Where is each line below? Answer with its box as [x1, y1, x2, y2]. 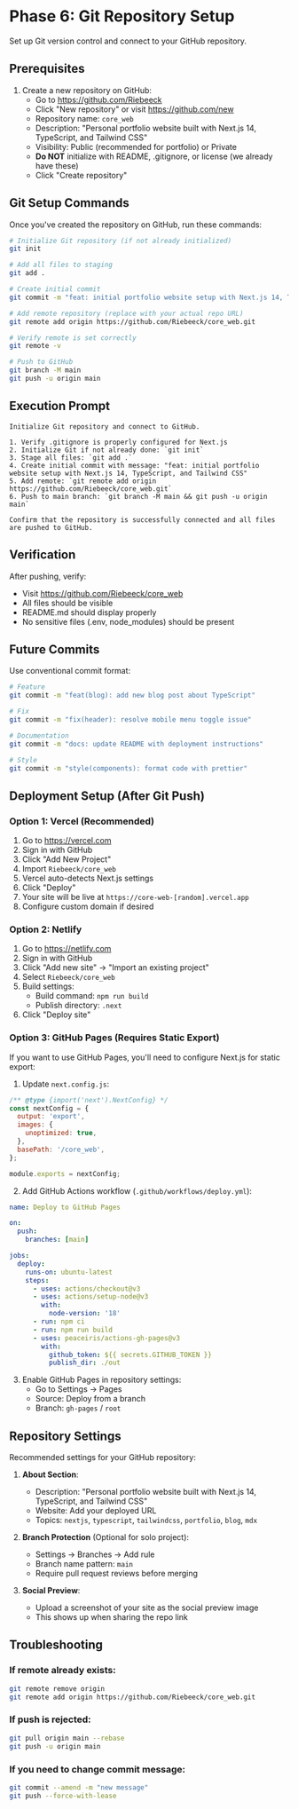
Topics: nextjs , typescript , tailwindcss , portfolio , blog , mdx [35, 1515, 258, 1526]
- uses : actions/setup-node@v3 [32, 1292, 149, 1301]
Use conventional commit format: [9, 666, 131, 676]
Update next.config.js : [21, 1078, 110, 1089]
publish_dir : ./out [48, 1358, 122, 1368]
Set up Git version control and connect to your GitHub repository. [9, 36, 247, 46]
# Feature [9, 683, 46, 691]
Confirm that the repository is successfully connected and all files [9, 515, 276, 525]
